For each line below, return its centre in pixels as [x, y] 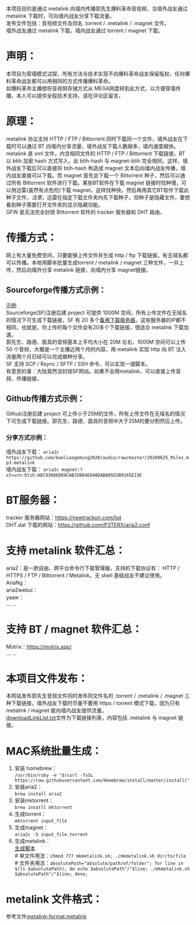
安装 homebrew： [36, 768]
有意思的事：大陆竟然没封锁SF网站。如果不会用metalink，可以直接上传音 [93, 371]
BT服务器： [33, 500]
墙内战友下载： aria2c [33, 469]
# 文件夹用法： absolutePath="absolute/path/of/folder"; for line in [99, 863]
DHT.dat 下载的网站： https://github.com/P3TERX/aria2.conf [78, 525]
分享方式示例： [27, 438]
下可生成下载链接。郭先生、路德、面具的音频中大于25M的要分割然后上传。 [96, 421]
